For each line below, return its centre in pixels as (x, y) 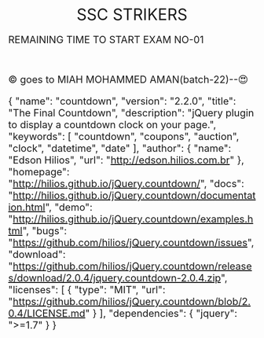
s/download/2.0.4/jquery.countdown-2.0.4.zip (115, 278)
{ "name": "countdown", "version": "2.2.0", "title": (122, 101)
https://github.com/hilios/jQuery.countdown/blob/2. (132, 302)
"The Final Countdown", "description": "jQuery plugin (131, 113)
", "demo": (69, 208)
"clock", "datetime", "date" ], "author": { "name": (120, 149)
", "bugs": (45, 231)
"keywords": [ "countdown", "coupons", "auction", (124, 137)
